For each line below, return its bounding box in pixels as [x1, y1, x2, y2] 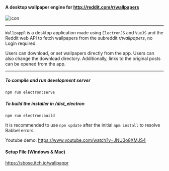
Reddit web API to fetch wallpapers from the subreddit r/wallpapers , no [5, 35, 153, 41]
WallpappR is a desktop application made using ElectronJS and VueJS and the [5, 30, 163, 36]
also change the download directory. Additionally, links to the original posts [5, 55, 161, 62]
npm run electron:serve [5, 90, 55, 95]
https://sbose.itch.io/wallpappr [5, 160, 69, 166]
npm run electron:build [5, 113, 55, 119]
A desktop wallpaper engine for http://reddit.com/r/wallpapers [5, 4, 139, 10]
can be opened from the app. [5, 61, 66, 67]
